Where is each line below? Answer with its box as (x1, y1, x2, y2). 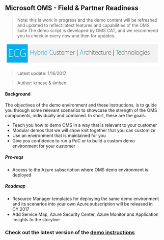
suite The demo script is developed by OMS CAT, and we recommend (17, 27, 158, 34)
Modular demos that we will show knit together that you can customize (12, 127, 156, 133)
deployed (12, 172, 31, 178)
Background (5, 91, 31, 97)
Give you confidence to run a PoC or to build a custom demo (12, 137, 135, 143)
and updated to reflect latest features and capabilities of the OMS (17, 22, 150, 28)
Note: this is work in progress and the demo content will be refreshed (17, 17, 158, 23)
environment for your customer (12, 143, 76, 149)
